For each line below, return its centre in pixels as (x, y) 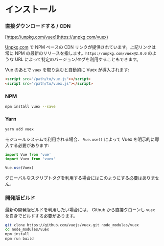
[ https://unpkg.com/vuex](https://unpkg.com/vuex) (57, 37)
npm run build (20, 239)
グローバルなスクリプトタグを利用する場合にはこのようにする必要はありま (80, 178)
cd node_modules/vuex (27, 230)
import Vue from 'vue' (28, 154)
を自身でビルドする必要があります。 (41, 216)
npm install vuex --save (30, 106)
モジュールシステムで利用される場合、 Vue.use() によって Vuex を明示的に (80, 139)
